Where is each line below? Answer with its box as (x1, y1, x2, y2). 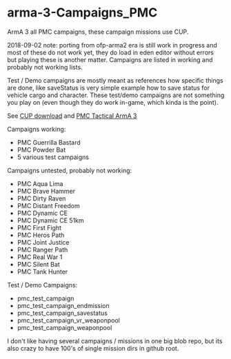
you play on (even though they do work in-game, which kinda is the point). (7, 98, 219, 106)
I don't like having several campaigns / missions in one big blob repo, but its (7, 336, 223, 345)
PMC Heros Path (17, 231, 65, 239)
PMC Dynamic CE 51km (17, 216, 84, 225)
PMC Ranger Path (17, 245, 68, 254)
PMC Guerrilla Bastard (17, 138, 81, 146)
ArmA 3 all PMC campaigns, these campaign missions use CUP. (7, 28, 189, 36)
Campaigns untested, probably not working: (7, 166, 132, 174)
